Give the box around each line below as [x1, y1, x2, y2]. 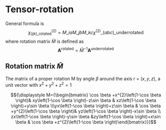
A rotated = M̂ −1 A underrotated [58, 46, 114, 54]
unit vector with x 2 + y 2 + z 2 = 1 [5, 81, 72, 88]
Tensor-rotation [5, 4, 74, 15]
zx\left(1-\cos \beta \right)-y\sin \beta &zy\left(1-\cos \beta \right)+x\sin [11, 113, 161, 119]
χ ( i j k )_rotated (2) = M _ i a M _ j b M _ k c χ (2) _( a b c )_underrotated [28, 28, 144, 37]
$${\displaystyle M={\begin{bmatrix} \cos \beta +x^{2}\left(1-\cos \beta [10, 92, 161, 98]
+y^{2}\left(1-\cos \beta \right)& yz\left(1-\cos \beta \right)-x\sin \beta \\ [11, 108, 161, 114]
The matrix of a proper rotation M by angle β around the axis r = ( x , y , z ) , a [5, 75, 161, 82]
